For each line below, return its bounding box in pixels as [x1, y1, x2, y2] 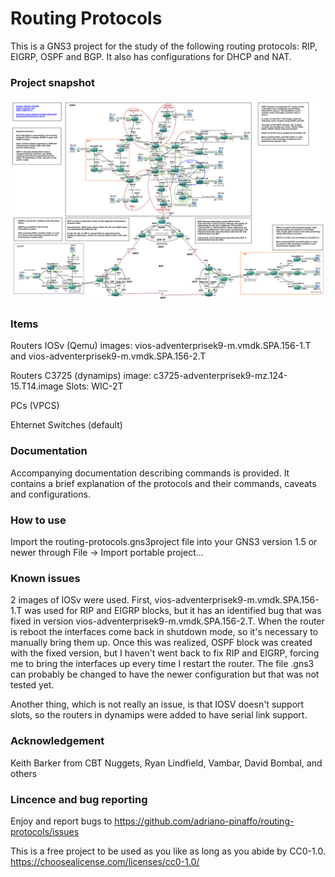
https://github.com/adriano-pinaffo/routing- [114, 815, 295, 827]
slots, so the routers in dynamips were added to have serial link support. [10, 709, 308, 721]
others [10, 767, 38, 779]
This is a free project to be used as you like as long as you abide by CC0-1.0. [10, 845, 326, 857]
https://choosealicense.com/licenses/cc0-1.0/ [10, 855, 200, 867]
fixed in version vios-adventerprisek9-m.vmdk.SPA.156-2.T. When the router [10, 615, 325, 627]
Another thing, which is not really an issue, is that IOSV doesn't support [10, 698, 305, 711]
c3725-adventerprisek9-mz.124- [153, 370, 288, 382]
